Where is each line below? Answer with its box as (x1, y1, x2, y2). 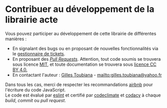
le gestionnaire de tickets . (12, 51, 66, 57)
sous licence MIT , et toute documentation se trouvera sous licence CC (12, 61, 157, 67)
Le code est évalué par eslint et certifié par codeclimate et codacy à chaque (5, 92, 161, 98)
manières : (5, 36, 27, 42)
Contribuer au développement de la (5, 3, 155, 15)
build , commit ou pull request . (5, 97, 66, 103)
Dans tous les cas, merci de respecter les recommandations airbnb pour (5, 81, 153, 88)
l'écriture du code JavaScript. (5, 87, 66, 93)
